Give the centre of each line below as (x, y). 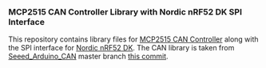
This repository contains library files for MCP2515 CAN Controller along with (133, 39)
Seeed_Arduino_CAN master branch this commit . (89, 56)
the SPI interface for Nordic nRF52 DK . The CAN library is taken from (121, 48)
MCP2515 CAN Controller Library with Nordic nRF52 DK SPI (125, 12)
